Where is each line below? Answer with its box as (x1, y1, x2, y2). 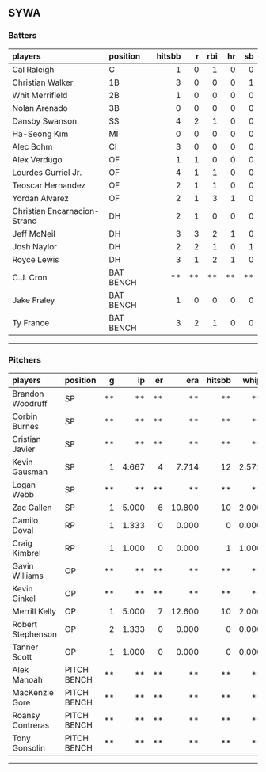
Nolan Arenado (12, 102, 69, 113)
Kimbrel (12, 547, 41, 558)
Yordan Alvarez (12, 192, 70, 203)
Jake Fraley (12, 295, 55, 306)
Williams (12, 570, 44, 581)
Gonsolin (12, 742, 46, 753)
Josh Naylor (12, 241, 58, 252)
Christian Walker (12, 77, 74, 88)
